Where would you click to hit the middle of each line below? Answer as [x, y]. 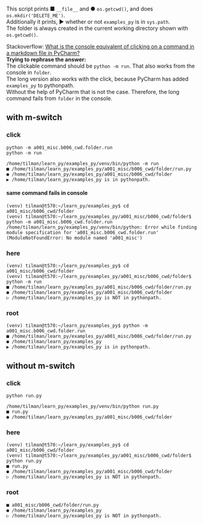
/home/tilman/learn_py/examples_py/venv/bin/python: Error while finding [102, 227]
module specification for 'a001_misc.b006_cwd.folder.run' [83, 232]
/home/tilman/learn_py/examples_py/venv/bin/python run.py [83, 407]
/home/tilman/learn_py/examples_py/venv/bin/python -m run [83, 163]
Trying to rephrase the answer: [46, 59]
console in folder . [29, 72]
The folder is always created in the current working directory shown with [97, 28]
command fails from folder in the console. [59, 98]
